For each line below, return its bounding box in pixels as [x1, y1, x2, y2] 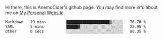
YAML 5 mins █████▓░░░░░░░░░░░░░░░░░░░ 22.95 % [5, 24, 146, 29]
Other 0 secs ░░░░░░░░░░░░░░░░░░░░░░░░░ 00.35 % [5, 29, 146, 34]
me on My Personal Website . [5, 10, 65, 16]
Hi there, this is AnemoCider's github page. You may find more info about [5, 5, 158, 10]
